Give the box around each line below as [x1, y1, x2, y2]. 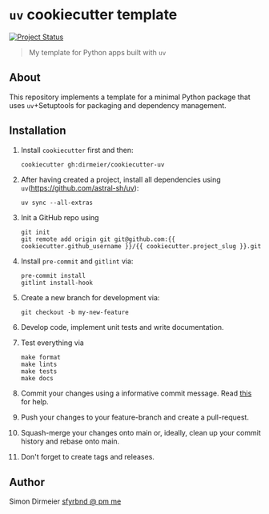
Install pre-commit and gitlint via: [20, 256, 134, 266]
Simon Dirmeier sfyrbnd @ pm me [9, 496, 122, 506]
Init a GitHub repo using [20, 213, 99, 223]
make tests [20, 367, 58, 375]
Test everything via [20, 338, 85, 347]
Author [9, 475, 45, 489]
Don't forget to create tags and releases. [20, 452, 155, 462]
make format [20, 354, 61, 362]
